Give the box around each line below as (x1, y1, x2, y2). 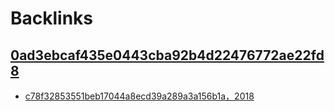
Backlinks (10, 7, 94, 30)
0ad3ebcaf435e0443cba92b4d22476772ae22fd (10, 47, 325, 64)
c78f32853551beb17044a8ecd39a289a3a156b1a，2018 (24, 90, 255, 102)
